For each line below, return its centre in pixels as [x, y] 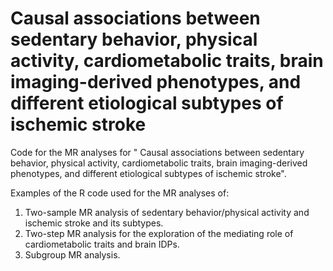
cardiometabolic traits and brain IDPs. [102, 244]
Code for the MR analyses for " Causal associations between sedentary [157, 152]
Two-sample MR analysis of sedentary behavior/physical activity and [167, 212]
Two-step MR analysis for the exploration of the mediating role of [159, 233]
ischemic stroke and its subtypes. [94, 223]
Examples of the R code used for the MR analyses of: [120, 193]
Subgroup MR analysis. [72, 254]
